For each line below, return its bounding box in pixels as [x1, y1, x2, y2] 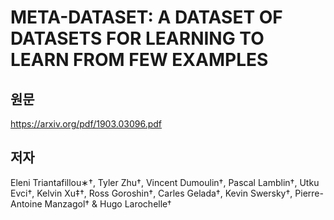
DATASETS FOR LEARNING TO [10, 27, 265, 50]
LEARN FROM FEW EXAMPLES [10, 49, 269, 71]
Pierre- [294, 187, 324, 199]
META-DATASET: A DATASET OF [10, 6, 283, 29]
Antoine [10, 197, 43, 210]
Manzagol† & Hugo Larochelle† [44, 197, 172, 210]
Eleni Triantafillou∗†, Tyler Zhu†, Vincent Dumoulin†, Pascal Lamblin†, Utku [10, 176, 320, 188]
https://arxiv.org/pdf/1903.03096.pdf [10, 118, 163, 130]
